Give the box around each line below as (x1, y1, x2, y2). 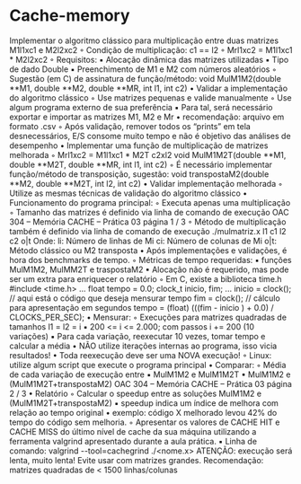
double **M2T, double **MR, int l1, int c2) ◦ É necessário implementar (9, 159, 272, 170)
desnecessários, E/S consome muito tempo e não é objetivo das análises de (9, 130, 291, 141)
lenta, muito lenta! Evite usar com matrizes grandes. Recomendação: (9, 454, 264, 465)
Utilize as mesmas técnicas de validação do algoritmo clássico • (9, 188, 248, 198)
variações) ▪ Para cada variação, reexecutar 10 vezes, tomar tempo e (9, 330, 266, 341)
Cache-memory (9, 5, 130, 26)
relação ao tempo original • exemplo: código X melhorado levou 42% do (9, 407, 278, 418)
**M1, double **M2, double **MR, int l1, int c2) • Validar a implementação (9, 83, 288, 93)
